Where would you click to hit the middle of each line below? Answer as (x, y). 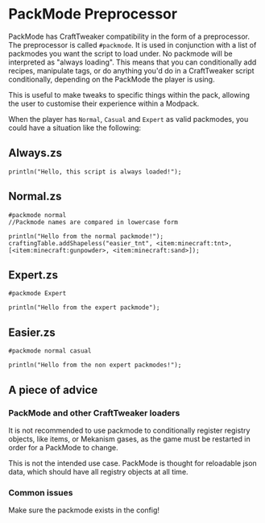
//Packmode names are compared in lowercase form (93, 222)
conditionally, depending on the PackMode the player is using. (112, 79)
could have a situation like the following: (75, 128)
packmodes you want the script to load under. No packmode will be (120, 53)
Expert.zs (33, 275)
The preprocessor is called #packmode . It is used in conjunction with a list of (132, 44)
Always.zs (35, 153)
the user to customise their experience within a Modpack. (104, 103)
